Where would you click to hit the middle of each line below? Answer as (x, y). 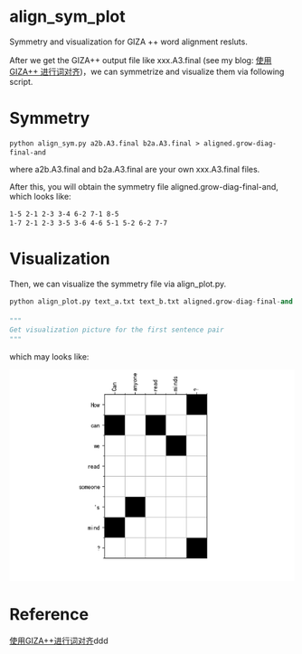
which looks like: (40, 196)
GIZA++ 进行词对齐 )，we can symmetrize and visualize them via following (147, 71)
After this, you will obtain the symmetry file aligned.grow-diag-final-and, (144, 186)
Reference (49, 615)
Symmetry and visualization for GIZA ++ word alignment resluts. (129, 42)
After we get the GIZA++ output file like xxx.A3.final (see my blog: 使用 (141, 60)
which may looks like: (49, 357)
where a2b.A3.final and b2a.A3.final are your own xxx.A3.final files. (135, 169)
